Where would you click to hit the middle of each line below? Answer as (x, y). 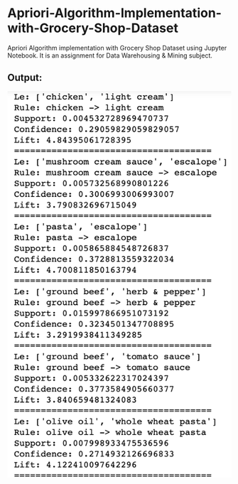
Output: (25, 78)
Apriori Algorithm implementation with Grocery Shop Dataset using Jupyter (117, 48)
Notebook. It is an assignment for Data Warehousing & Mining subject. (110, 55)
